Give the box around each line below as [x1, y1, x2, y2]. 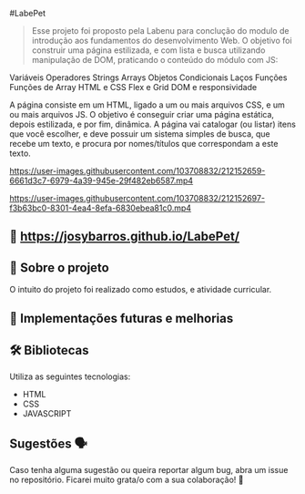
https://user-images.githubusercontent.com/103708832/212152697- [9, 193, 266, 203]
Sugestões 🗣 [9, 436, 88, 451]
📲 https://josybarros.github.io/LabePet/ [9, 229, 239, 244]
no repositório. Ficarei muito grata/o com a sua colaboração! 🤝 [9, 474, 244, 486]
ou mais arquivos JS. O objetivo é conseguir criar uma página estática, [9, 109, 275, 119]
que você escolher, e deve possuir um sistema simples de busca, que [9, 129, 270, 139]
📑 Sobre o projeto [9, 260, 109, 275]
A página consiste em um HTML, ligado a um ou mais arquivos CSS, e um [9, 99, 285, 110]
